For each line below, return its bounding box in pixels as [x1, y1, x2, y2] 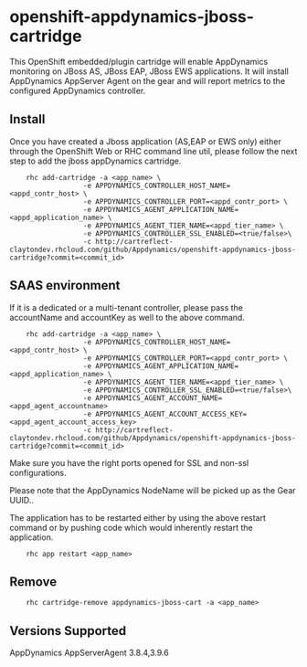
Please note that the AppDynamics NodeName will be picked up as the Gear [9, 484, 296, 495]
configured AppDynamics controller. [9, 85, 146, 96]
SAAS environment [9, 278, 121, 293]
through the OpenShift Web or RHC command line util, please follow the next [9, 145, 298, 156]
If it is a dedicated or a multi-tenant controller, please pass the [9, 302, 244, 312]
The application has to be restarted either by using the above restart [9, 512, 267, 523]
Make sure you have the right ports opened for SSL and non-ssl [9, 457, 249, 468]
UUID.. [9, 494, 35, 505]
